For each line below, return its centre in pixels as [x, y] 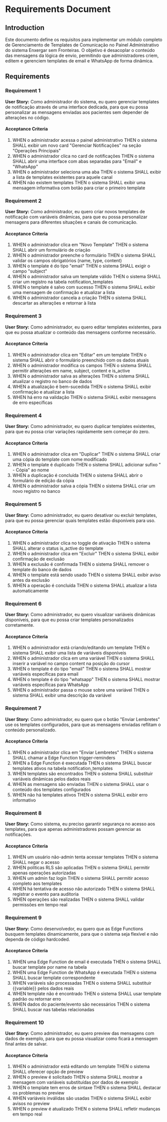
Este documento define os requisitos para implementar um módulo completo [84, 39]
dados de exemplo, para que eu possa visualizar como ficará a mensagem [82, 1039]
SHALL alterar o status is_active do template [58, 548]
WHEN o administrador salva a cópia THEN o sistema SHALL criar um [84, 486]
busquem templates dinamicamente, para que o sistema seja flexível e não [82, 934]
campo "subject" [30, 271]
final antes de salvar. [26, 1044]
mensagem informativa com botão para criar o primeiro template [79, 188]
